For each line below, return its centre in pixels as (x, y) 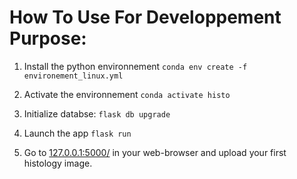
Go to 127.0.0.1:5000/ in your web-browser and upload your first (155, 152)
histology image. (58, 163)
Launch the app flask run (77, 133)
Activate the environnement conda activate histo (127, 94)
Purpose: (48, 38)
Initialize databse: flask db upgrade (97, 113)
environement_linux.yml (73, 76)
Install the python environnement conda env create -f (135, 66)
